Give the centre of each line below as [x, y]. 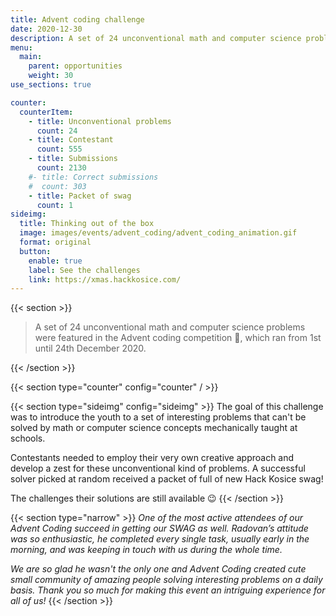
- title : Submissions [73, 159]
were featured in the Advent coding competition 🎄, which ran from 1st [178, 338]
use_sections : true [51, 85]
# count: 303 [57, 186]
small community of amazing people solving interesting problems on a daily [166, 580]
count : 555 [59, 149]
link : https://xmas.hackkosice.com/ [105, 279]
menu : [21, 47]
